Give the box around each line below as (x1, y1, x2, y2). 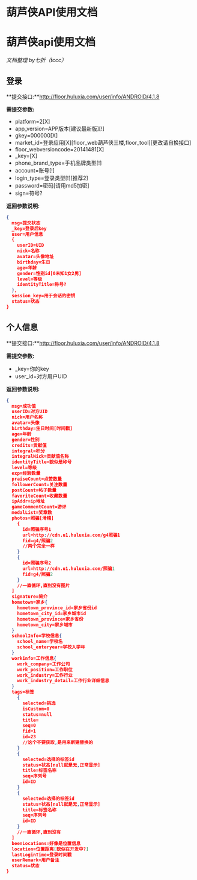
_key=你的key (14, 365, 49, 372)
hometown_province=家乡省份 (17, 616, 84, 622)
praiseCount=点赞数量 (11, 476, 62, 482)
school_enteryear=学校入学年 (17, 644, 85, 650)
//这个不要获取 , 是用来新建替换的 (22, 739, 93, 745)
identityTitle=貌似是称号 (11, 459, 72, 465)
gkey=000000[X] (14, 131, 58, 139)
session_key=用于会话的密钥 (11, 293, 76, 299)
